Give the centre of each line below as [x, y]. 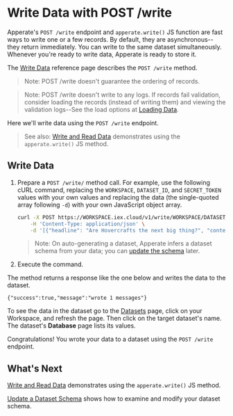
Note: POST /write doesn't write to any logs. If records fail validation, [122, 95]
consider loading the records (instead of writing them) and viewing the [125, 102]
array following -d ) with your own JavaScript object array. [100, 205]
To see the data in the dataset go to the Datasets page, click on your [105, 311]
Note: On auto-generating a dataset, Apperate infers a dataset [123, 243]
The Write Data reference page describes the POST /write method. [102, 67]
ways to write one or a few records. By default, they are [87, 39]
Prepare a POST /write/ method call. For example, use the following [113, 182]
